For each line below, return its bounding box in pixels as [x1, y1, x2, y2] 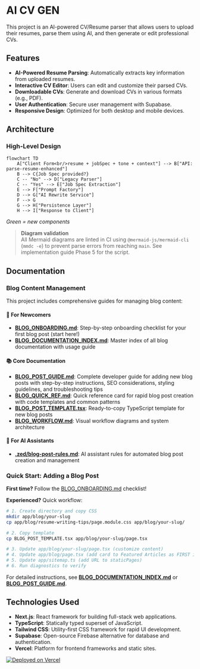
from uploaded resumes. [14, 75, 76, 82]
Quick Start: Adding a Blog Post [6, 471, 99, 480]
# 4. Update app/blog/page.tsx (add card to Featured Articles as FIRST [6, 552, 190, 558]
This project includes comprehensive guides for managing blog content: [6, 297, 183, 304]
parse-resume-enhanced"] [6, 166, 68, 172]
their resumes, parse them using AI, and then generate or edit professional [6, 29, 189, 36]
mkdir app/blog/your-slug [6, 514, 70, 519]
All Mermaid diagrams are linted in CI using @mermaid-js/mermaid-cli [20, 236, 189, 243]
